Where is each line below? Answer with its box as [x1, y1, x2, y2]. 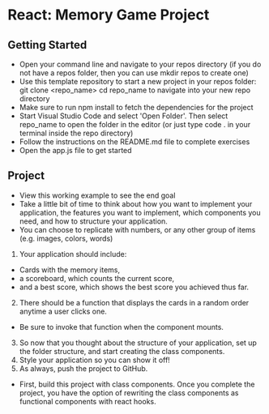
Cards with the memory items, [19, 265, 121, 275]
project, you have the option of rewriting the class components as [19, 387, 239, 398]
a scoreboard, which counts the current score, [19, 273, 175, 283]
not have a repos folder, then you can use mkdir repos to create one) [19, 68, 249, 78]
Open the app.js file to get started [19, 146, 132, 155]
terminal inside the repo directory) [19, 128, 134, 138]
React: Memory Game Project [7, 6, 210, 24]
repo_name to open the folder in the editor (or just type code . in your [19, 120, 251, 129]
